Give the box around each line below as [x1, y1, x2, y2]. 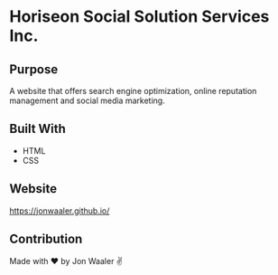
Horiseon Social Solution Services [9, 6, 270, 27]
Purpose [9, 62, 59, 77]
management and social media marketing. [9, 95, 165, 106]
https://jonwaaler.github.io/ [9, 205, 110, 216]
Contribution [9, 232, 83, 247]
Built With [9, 121, 66, 137]
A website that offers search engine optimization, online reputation [9, 86, 257, 96]
